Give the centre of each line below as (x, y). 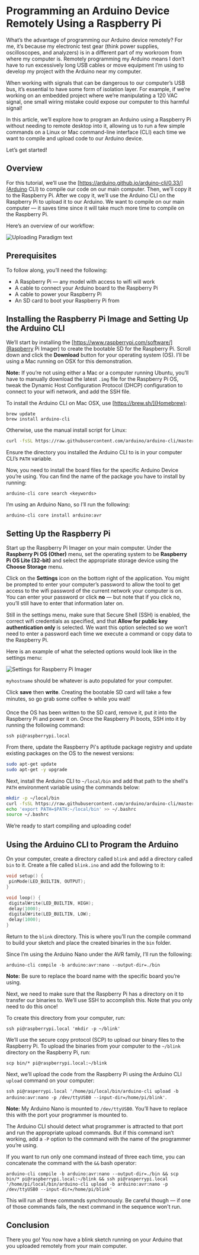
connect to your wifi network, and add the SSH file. (69, 391)
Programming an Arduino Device (88, 11)
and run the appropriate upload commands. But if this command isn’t (90, 1133)
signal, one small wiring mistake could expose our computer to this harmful (98, 101)
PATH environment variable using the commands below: (73, 787)
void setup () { (25, 876)
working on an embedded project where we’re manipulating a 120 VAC (92, 95)
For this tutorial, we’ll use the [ (43, 182)
